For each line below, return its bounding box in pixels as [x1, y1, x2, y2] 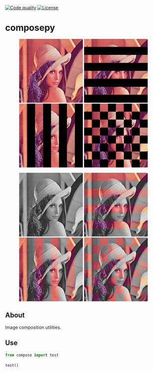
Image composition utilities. [5, 324, 62, 330]
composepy [5, 22, 56, 33]
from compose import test [5, 353, 59, 358]
